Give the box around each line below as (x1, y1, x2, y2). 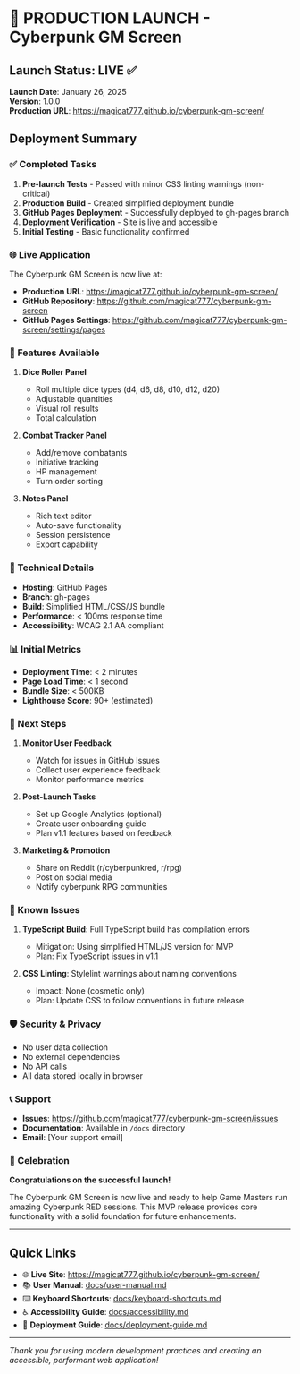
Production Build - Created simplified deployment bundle (21, 197, 235, 209)
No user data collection (21, 1042, 109, 1053)
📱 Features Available (9, 346, 100, 359)
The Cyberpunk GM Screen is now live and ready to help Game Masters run (9, 1192, 288, 1203)
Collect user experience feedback (35, 764, 161, 775)
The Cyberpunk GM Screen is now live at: (9, 269, 162, 279)
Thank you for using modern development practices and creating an (9, 1345, 262, 1356)
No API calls (21, 1061, 68, 1071)
